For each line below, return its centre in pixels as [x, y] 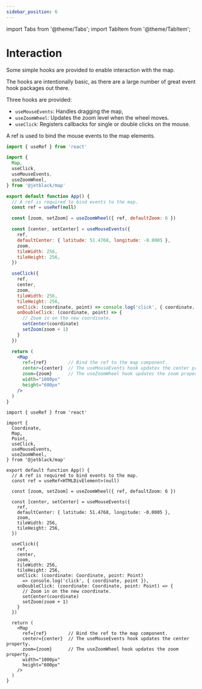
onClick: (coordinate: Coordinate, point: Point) [81, 576]
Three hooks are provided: [39, 99]
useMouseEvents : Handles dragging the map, [69, 111]
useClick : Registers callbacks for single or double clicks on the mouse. [103, 124]
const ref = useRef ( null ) [44, 207]
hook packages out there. [38, 88]
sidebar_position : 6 [32, 12]
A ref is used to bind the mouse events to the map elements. [81, 135]
